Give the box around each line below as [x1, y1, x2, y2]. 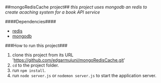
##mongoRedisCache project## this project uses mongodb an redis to [5, 4, 147, 10]
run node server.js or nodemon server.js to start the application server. [12, 73, 157, 78]
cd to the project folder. [12, 63, 59, 68]
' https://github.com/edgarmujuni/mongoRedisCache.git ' [12, 57, 126, 63]
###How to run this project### [5, 43, 68, 48]
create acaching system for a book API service [5, 9, 100, 15]
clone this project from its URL [12, 52, 73, 58]
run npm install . [12, 67, 46, 73]
